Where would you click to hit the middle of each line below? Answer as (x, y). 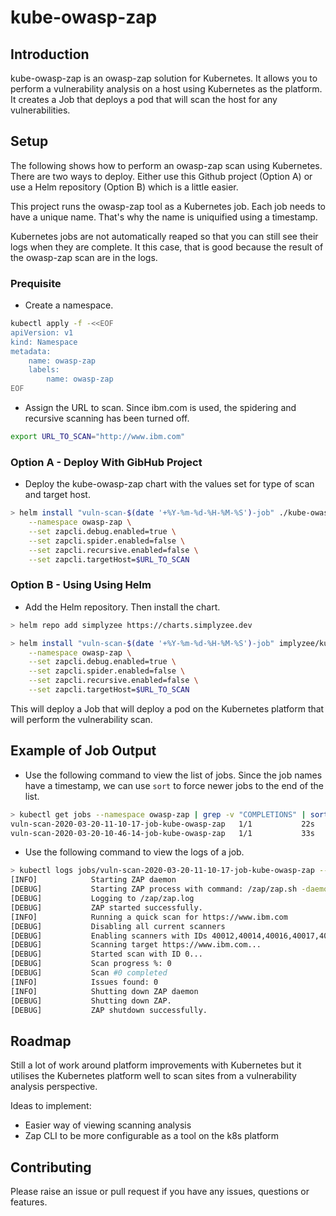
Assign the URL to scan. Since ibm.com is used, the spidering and (160, 408)
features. (29, 1202)
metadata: (31, 351)
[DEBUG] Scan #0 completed (89, 973)
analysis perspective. (54, 1087)
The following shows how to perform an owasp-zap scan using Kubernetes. (166, 165)
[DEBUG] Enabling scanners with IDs (109, 936)
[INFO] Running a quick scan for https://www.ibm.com (149, 917)
